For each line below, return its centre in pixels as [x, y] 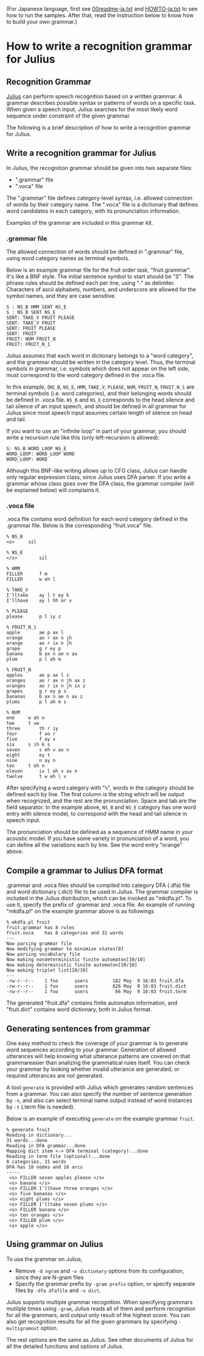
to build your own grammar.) [42, 22]
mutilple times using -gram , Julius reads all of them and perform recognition [101, 1308]
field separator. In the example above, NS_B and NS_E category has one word [101, 807]
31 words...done [27, 1141]
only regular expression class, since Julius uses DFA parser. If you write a [98, 477]
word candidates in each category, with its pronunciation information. [93, 211]
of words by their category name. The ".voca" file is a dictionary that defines [102, 204]
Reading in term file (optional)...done [58, 1157]
